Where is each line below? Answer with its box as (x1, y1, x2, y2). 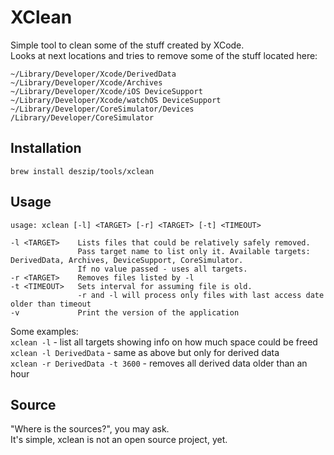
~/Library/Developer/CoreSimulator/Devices (10, 104, 195, 114)
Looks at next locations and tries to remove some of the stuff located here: (10, 49, 318, 61)
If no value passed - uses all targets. (77, 264, 248, 274)
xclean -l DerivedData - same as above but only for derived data (10, 346, 280, 358)
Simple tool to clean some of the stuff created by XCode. (10, 39, 245, 51)
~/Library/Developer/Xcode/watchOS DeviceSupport (10, 95, 222, 105)
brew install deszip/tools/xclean (10, 166, 155, 176)
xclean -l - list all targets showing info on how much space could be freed (10, 336, 318, 348)
